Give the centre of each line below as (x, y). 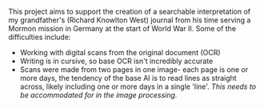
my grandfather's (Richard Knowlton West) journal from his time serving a (130, 20)
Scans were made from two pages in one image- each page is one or (134, 70)
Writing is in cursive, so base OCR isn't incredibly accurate (116, 61)
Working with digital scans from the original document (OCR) (120, 52)
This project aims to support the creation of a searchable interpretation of (129, 12)
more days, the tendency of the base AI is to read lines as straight (128, 78)
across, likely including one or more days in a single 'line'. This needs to (138, 86)
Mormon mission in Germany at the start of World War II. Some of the (122, 28)
